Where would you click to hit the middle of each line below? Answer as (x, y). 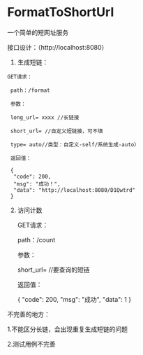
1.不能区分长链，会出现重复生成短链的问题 (67, 329)
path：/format (30, 90)
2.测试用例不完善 (31, 344)
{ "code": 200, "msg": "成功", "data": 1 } (74, 299)
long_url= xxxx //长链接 (45, 117)
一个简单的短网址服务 (38, 32)
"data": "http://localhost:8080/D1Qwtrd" (75, 190)
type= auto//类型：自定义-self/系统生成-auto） (75, 144)
